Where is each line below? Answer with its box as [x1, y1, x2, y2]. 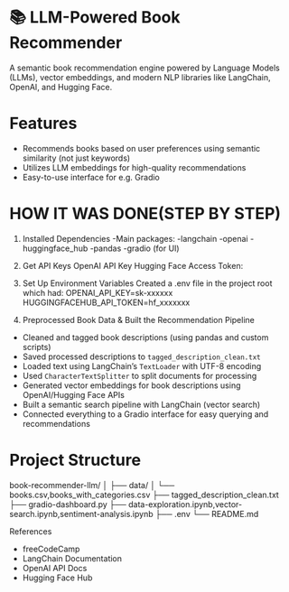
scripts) [22, 341, 51, 352]
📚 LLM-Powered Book [9, 7, 181, 28]
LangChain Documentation [22, 552, 123, 564]
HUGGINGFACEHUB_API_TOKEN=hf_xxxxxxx [22, 297, 191, 308]
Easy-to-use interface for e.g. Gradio [22, 171, 161, 182]
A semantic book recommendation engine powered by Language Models [9, 62, 280, 73]
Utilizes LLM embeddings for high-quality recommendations [22, 162, 247, 172]
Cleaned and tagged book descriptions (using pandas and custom [22, 331, 269, 343]
